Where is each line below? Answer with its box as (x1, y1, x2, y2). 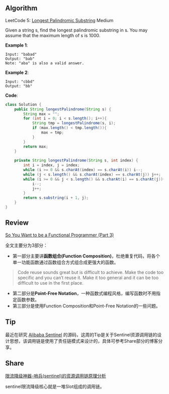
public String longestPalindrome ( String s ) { (14, 106, 112, 112)
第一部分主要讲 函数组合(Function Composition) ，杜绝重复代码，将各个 (12, 253, 160, 259)
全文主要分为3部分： (5, 242, 48, 248)
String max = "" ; (23, 111, 59, 116)
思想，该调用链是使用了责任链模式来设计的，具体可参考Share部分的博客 (9, 338, 158, 344)
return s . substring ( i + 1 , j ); (23, 195, 89, 200)
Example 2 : (5, 69, 29, 75)
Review (5, 218, 29, 227)
